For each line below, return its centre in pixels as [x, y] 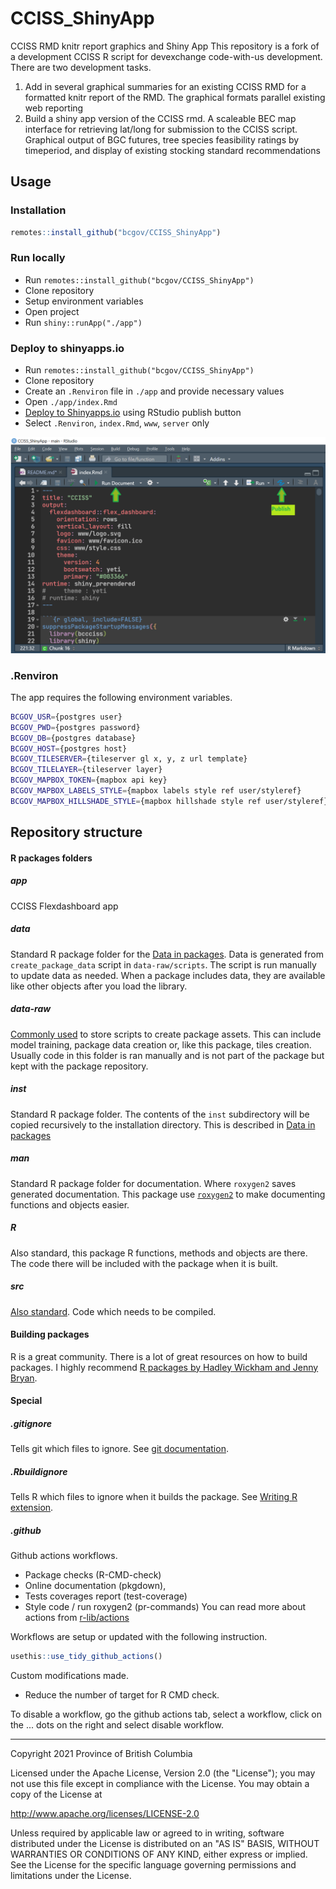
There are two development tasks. [81, 67]
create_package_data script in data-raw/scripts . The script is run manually [163, 964]
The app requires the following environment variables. [121, 697]
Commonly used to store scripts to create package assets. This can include [166, 1034]
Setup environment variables [84, 301]
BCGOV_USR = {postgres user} [66, 717]
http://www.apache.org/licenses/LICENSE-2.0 [105, 1814]
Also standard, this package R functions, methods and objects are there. [159, 1253]
